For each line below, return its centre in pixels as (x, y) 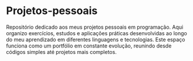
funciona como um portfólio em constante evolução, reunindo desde (89, 46)
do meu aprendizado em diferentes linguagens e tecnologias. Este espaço (96, 39)
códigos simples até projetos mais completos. (62, 52)
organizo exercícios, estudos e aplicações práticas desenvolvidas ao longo (97, 33)
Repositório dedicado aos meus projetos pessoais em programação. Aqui (95, 27)
